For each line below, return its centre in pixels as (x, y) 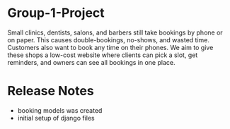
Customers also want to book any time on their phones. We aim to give (110, 47)
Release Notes (51, 91)
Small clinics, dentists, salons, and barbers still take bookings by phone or (115, 32)
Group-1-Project (56, 13)
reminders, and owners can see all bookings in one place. (91, 62)
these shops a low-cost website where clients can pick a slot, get (103, 55)
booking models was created (60, 110)
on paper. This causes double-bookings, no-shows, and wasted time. (109, 39)
